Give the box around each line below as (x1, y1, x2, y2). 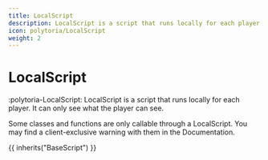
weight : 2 (8, 34, 42, 42)
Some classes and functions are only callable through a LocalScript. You (8, 119, 248, 129)
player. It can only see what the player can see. (8, 103, 164, 113)
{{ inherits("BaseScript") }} (8, 143, 97, 153)
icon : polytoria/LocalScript (8, 26, 106, 34)
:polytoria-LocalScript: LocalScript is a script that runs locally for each (8, 95, 241, 105)
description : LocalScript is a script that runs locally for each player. (8, 19, 264, 27)
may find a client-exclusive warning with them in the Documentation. (8, 127, 235, 137)
